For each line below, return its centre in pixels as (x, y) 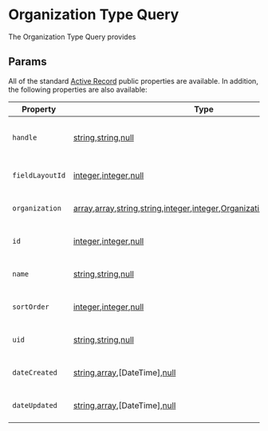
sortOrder (31, 307)
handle (25, 137)
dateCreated (35, 372)
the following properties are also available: (78, 89)
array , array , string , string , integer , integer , (147, 208)
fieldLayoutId (39, 175)
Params (28, 62)
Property (39, 109)
